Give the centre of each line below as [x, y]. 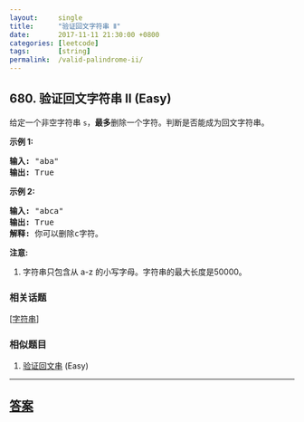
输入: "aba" [34, 161]
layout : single [46, 18]
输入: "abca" [37, 211]
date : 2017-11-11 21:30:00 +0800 [85, 34]
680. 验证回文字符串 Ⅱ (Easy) [90, 99]
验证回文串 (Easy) [55, 366]
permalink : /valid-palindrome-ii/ [76, 60]
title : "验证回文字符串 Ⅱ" [65, 26]
